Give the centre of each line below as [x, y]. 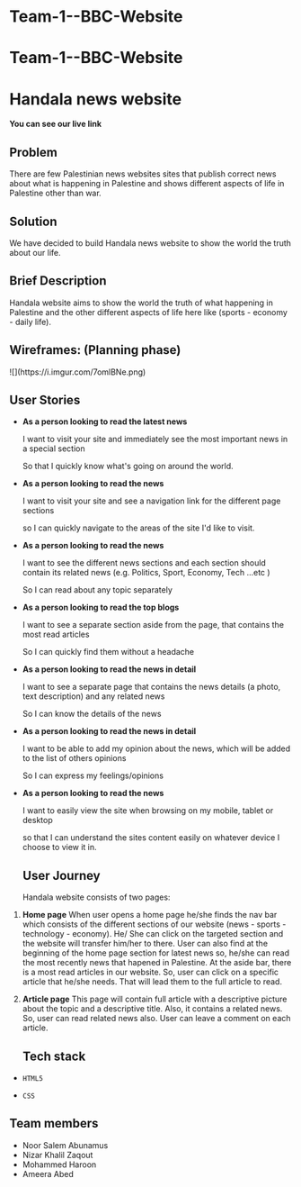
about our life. [35, 252]
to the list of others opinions [74, 758]
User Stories [45, 399]
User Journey [61, 875]
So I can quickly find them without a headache [108, 652]
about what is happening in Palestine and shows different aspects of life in [147, 184]
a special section [53, 449]
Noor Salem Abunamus [65, 1145]
